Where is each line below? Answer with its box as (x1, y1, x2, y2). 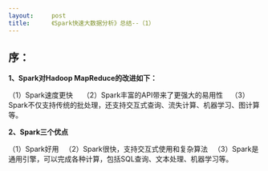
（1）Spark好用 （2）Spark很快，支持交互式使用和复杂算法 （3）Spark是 (8, 145, 259, 154)
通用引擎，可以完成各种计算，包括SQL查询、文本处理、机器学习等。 (8, 154, 233, 164)
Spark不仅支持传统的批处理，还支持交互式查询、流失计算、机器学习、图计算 (8, 101, 260, 110)
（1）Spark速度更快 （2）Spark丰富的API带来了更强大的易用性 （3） (8, 90, 250, 100)
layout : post (8, 11, 67, 20)
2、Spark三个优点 (8, 127, 69, 137)
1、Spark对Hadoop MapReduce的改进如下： (8, 74, 158, 83)
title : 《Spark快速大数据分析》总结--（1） (8, 19, 155, 27)
